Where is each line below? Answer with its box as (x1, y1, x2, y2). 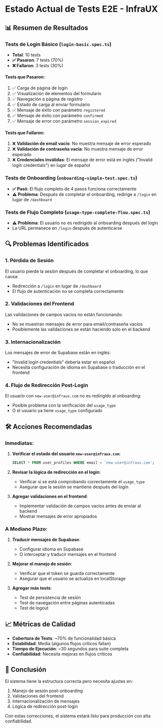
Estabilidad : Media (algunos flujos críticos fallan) (12, 641, 111, 647)
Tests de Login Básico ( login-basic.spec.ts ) (5, 41, 112, 48)
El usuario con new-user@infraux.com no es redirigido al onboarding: (5, 393, 142, 399)
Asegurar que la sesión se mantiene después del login (19, 484, 129, 490)
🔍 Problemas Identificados (5, 240, 89, 248)
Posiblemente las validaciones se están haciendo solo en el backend (12, 326, 150, 332)
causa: (5, 273, 19, 279)
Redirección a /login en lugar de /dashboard (12, 283, 102, 289)
